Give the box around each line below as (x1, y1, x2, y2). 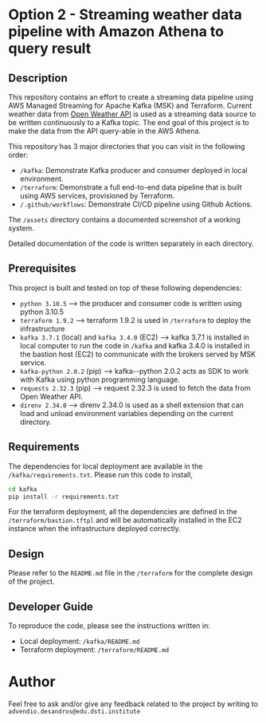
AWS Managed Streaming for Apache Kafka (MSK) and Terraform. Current (8, 101, 252, 110)
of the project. (8, 576, 55, 587)
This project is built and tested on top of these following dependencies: (8, 283, 242, 293)
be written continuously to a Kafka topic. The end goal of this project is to (8, 118, 249, 127)
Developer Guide (8, 599, 94, 613)
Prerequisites (8, 261, 76, 276)
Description (8, 71, 68, 84)
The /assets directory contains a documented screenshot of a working (8, 215, 241, 224)
